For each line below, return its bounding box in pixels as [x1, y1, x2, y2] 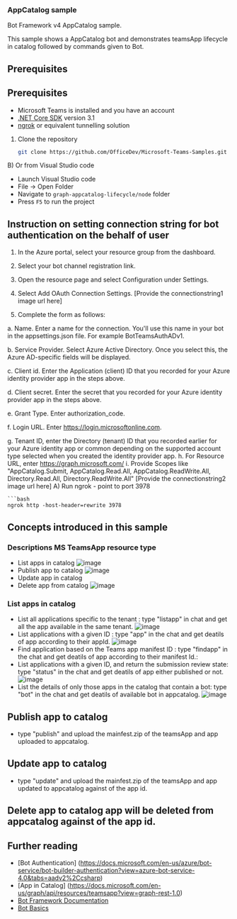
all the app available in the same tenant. [17, 623, 134, 631]
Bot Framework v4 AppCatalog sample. [7, 21, 122, 30]
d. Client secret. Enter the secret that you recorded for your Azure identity [7, 388, 223, 396]
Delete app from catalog [17, 581, 88, 589]
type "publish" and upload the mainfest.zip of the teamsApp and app [17, 729, 219, 738]
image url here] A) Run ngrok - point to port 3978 [7, 482, 151, 491]
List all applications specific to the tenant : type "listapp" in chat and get [17, 615, 228, 623]
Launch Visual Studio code [17, 175, 96, 184]
